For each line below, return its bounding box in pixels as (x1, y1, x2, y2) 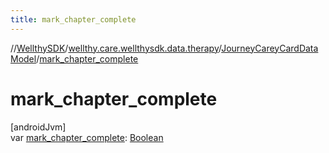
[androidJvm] (10, 121, 67, 133)
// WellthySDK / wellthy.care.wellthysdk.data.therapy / (10, 42, 222, 54)
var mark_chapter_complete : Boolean (10, 131, 164, 143)
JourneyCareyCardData (221, 42, 319, 54)
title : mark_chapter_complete (10, 14, 137, 25)
